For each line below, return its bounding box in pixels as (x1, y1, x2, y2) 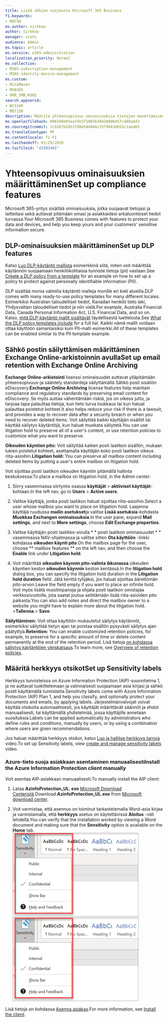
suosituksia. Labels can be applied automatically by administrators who (5, 714, 151, 721)
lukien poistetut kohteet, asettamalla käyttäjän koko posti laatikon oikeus (5, 447, 154, 453)
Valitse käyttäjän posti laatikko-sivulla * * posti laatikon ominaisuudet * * (12, 529, 161, 535)
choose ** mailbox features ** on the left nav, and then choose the (12, 545, 150, 551)
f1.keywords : (5, 13, 32, 19)
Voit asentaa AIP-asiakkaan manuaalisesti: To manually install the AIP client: (5, 776, 160, 782)
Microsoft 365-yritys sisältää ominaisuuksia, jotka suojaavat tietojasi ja (5, 205, 151, 211)
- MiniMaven (5, 82, 30, 87)
